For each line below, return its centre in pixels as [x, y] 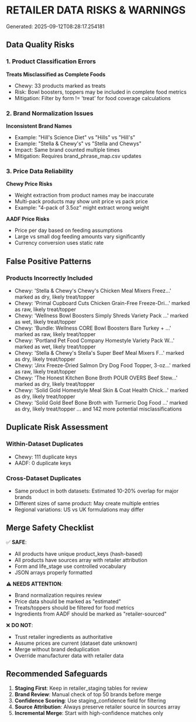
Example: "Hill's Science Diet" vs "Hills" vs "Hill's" [75, 137]
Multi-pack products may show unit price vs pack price [81, 201]
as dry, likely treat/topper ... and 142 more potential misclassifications [98, 409]
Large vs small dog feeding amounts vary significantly [80, 237]
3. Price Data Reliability [40, 171]
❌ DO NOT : [20, 625]
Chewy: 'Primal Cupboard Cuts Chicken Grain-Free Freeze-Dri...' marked [102, 303]
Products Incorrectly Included [49, 278]
